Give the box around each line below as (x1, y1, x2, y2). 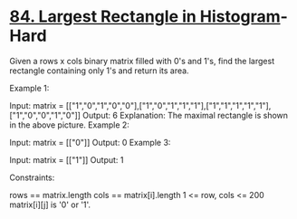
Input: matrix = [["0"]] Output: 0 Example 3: (9, 137, 171, 148)
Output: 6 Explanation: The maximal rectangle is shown (82, 109, 288, 120)
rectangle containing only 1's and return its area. (9, 65, 189, 76)
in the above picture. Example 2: (9, 119, 129, 130)
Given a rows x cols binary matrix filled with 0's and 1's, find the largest (9, 55, 274, 66)
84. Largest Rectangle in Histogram (9, 6, 281, 27)
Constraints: (9, 172, 55, 183)
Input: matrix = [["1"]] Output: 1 (9, 154, 124, 165)
